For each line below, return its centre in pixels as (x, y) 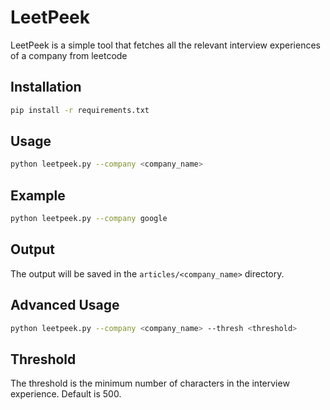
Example (38, 195)
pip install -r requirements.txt (80, 110)
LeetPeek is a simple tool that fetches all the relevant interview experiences (165, 45)
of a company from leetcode (69, 55)
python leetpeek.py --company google (89, 219)
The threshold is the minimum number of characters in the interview (150, 383)
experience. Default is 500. (66, 394)
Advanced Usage (65, 305)
